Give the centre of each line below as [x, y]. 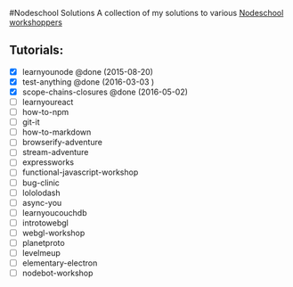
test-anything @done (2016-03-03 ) [88, 82]
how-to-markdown [57, 132]
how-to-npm [45, 112]
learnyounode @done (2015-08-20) [88, 71]
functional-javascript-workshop [80, 172]
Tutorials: [37, 50]
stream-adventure [55, 152]
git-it [31, 122]
